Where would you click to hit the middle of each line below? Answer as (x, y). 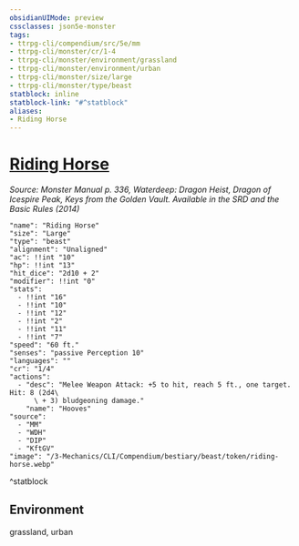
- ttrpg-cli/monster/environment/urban (85, 69)
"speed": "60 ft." (44, 345)
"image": (26, 457)
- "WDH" (32, 433)
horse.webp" (32, 465)
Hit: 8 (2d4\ (34, 393)
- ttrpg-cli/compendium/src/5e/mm (75, 43)
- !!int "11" (42, 329)
